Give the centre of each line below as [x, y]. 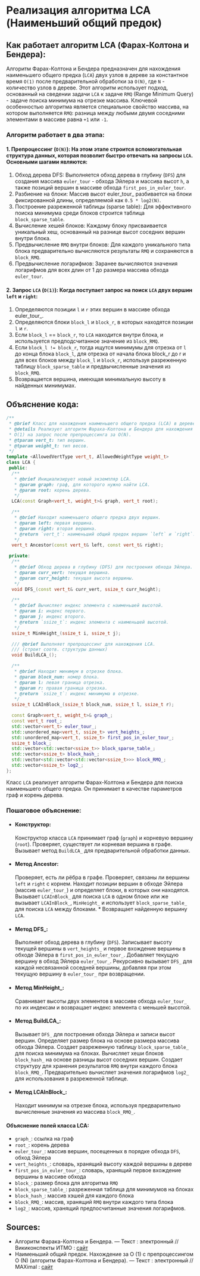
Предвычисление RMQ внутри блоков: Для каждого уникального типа [102, 244]
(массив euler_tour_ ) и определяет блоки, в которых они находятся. [102, 890]
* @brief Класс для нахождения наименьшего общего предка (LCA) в [93, 424]
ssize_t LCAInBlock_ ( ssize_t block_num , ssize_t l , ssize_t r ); [93, 705]
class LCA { [21, 463]
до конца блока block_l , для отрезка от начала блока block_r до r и [100, 354]
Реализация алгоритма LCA [79, 10]
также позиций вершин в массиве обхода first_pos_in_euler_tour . [100, 188]
